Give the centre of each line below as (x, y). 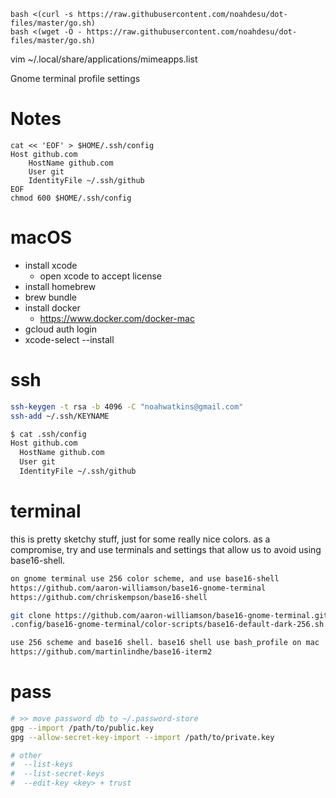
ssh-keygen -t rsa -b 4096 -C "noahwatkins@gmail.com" (127, 406)
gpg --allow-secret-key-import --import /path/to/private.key (142, 737)
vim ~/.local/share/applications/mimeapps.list (104, 59)
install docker (52, 307)
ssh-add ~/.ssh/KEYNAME (60, 416)
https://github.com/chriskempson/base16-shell (109, 597)
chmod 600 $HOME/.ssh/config (71, 198)
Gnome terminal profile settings (75, 78)
